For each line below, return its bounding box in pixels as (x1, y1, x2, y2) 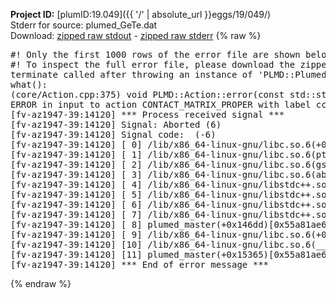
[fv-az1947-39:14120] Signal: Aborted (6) (10, 119, 222, 130)
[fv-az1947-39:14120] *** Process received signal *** (10, 109, 285, 120)
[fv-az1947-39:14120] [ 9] (10, 229, 143, 240)
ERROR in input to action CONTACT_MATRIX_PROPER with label (10, 99, 312, 110)
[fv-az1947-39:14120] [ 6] (10, 199, 143, 210)
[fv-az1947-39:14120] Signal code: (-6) (10, 129, 217, 140)
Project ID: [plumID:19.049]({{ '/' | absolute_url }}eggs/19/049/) (10, 9, 272, 20)
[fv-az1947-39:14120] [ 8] (10, 219, 143, 230)
